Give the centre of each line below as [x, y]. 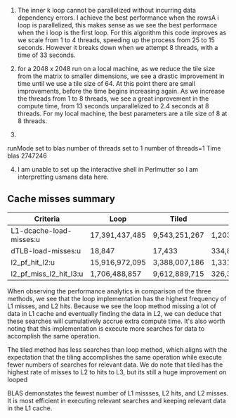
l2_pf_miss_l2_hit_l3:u [47, 274]
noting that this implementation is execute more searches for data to [106, 328]
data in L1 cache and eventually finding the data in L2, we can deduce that [114, 313]
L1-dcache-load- [41, 230]
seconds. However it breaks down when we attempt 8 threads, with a [118, 47]
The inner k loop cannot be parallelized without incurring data [107, 10]
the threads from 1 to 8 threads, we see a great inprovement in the [113, 99]
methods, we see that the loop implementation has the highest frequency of [117, 298]
